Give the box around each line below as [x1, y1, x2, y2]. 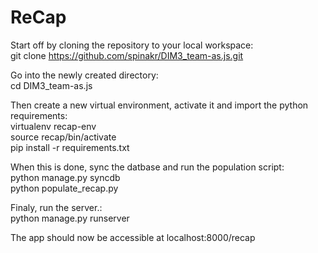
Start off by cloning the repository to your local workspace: [10, 39, 254, 51]
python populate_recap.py [10, 182, 119, 194]
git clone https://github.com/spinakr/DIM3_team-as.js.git [10, 49, 244, 61]
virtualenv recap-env [10, 120, 97, 132]
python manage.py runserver [10, 212, 130, 224]
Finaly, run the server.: [10, 201, 103, 213]
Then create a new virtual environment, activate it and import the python [10, 99, 309, 111]
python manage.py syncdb [10, 171, 121, 183]
